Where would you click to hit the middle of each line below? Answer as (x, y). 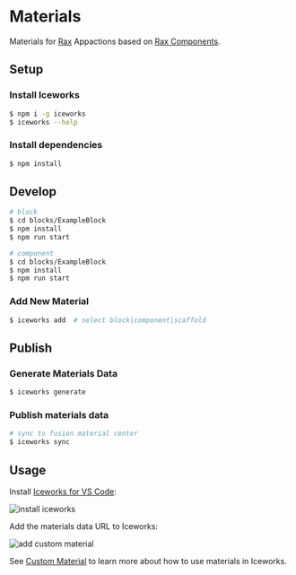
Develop (33, 192)
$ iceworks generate (48, 392)
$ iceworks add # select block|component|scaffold (108, 320)
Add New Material (49, 301)
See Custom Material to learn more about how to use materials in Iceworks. (148, 561)
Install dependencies (56, 145)
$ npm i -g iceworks (48, 114)
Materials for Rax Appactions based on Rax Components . (115, 41)
